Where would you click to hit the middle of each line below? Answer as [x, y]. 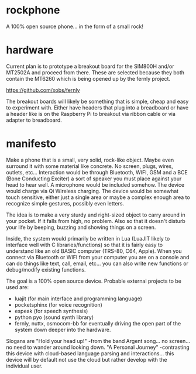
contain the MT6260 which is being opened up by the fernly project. [88, 78]
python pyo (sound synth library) [54, 317]
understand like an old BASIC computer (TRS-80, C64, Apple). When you [94, 251]
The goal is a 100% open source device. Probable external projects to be [94, 281]
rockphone [33, 10]
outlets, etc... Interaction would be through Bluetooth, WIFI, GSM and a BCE [97, 172]
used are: [18, 287]
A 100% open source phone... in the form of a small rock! [75, 26]
